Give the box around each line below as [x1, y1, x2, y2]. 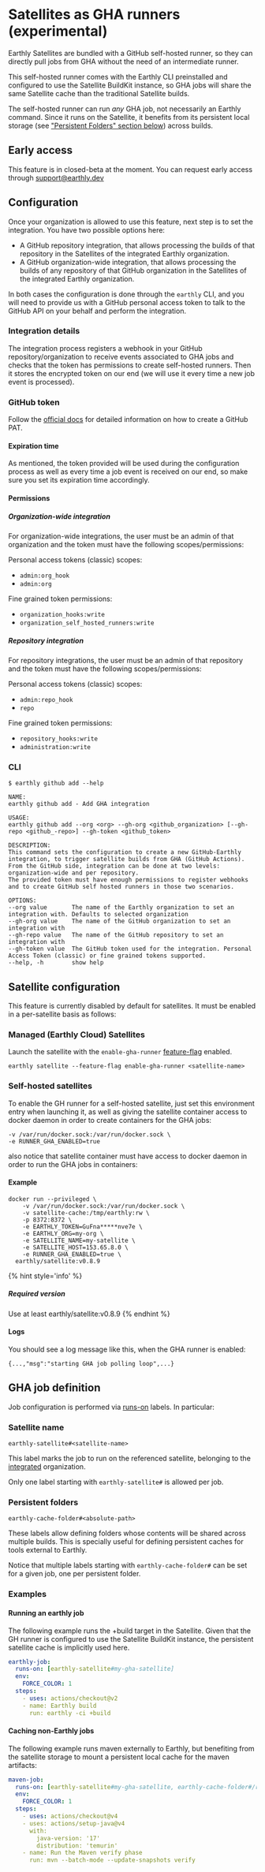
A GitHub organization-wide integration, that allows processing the [19, 257, 237, 267]
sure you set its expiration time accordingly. [8, 475, 150, 485]
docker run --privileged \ [8, 1195, 97, 1203]
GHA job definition [8, 1382, 101, 1395]
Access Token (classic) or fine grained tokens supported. [8, 952, 207, 960]
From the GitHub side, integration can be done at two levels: [8, 862, 221, 871]
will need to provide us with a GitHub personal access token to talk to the [8, 297, 246, 307]
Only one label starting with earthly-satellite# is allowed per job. [8, 1477, 224, 1487]
